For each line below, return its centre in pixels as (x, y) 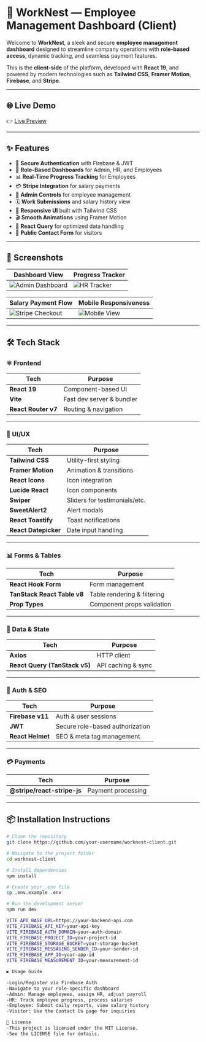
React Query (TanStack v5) (50, 665)
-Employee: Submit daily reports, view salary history (78, 1006)
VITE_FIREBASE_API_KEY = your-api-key (53, 926)
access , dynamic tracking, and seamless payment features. (82, 55)
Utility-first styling (93, 460)
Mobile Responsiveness (114, 303)
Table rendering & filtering (127, 594)
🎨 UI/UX (18, 434)
